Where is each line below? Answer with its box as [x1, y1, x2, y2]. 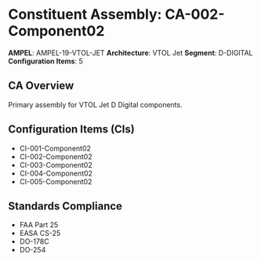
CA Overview [8, 79, 74, 92]
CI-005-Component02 [19, 176, 92, 186]
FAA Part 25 [19, 220, 59, 230]
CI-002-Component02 [19, 151, 92, 161]
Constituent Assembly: [8, 5, 162, 24]
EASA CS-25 [19, 229, 61, 238]
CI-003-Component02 [19, 160, 92, 169]
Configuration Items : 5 [8, 56, 84, 66]
